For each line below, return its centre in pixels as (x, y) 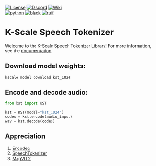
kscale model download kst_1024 (38, 77)
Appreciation (25, 137)
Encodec (21, 148)
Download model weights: (45, 66)
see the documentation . (29, 50)
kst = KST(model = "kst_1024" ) (35, 112)
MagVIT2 (21, 158)
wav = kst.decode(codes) (30, 121)
